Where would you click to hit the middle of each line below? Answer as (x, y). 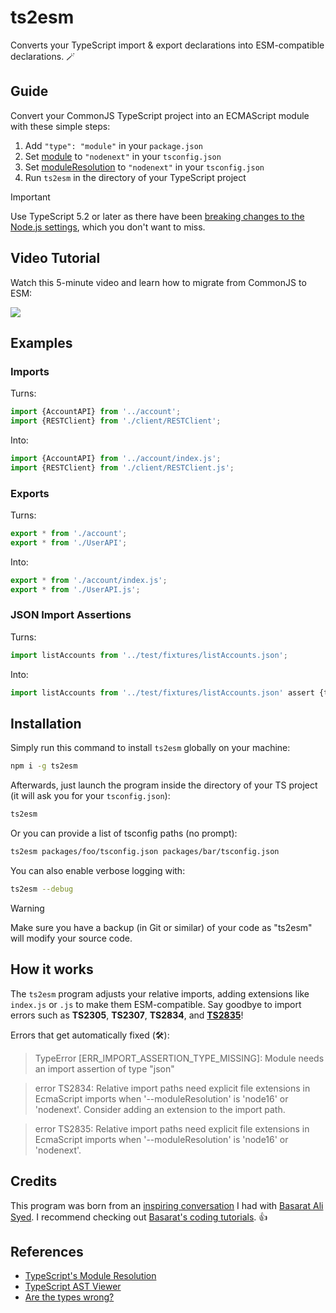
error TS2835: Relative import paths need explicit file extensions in (172, 1128)
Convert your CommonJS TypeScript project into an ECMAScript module (160, 115)
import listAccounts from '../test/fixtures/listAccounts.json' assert (162, 692)
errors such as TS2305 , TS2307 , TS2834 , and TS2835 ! (127, 1015)
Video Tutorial (55, 258)
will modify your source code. (71, 938)
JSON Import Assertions (71, 615)
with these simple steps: (60, 126)
